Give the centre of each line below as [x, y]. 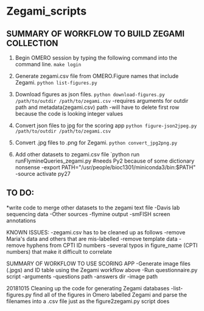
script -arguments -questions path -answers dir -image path [82, 276]
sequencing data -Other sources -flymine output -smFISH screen [88, 214]
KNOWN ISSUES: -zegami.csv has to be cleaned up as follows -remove [96, 232]
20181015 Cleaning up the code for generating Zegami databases [88, 288]
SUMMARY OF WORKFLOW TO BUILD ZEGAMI [95, 34]
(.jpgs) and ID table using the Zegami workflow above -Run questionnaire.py [102, 270]
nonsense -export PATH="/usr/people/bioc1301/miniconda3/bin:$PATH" [105, 167]
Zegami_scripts [47, 11]
